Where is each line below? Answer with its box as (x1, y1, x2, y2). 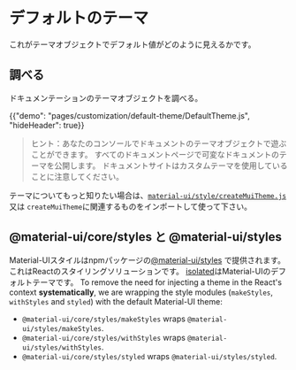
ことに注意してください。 (30, 171, 124, 181)
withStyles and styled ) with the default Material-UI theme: (9, 296, 223, 306)
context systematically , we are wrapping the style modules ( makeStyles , (9, 287, 274, 297)
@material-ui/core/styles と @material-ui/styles (9, 229, 283, 244)
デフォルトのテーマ (9, 8, 149, 28)
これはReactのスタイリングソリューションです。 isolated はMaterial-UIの (9, 266, 271, 276)
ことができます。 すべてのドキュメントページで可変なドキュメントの (30, 149, 280, 159)
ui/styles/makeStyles (21, 324, 102, 333)
